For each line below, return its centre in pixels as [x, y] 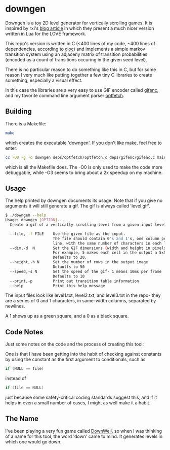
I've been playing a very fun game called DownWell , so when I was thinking [84, 431]
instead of [16, 378]
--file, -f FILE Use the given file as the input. [68, 234]
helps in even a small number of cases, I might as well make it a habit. [78, 403]
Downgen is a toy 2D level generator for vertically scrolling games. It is [79, 23]
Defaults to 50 [69, 267]
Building [18, 111]
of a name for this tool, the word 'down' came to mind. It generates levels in [84, 436]
